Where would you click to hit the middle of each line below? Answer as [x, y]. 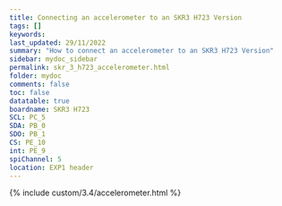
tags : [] [26, 26]
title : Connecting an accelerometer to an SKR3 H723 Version [126, 17]
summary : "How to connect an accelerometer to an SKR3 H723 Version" [142, 51]
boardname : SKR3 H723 [50, 109]
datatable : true [39, 101]
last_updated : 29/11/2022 [57, 43]
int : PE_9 [28, 150]
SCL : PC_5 [28, 117]
